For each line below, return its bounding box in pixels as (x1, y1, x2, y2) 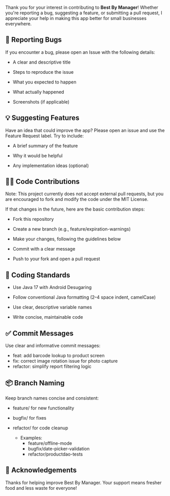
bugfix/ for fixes (12, 415, 47, 421)
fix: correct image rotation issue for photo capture (12, 358, 118, 364)
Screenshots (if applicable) (12, 98, 70, 105)
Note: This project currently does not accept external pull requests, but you (5, 191, 164, 197)
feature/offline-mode (28, 440, 72, 446)
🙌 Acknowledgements (5, 466, 77, 474)
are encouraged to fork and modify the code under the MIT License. (5, 196, 149, 202)
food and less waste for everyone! (5, 485, 78, 491)
